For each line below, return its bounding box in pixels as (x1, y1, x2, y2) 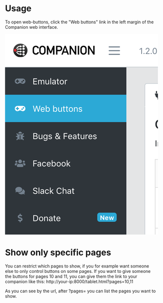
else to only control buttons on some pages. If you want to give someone (5, 268, 151, 274)
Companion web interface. (5, 24, 58, 30)
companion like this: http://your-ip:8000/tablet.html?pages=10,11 (5, 278, 133, 285)
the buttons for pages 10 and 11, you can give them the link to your (5, 273, 137, 279)
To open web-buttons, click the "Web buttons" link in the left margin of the (5, 19, 154, 25)
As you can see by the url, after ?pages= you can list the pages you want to (5, 288, 156, 294)
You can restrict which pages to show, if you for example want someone (5, 263, 149, 269)
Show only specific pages (5, 247, 112, 258)
